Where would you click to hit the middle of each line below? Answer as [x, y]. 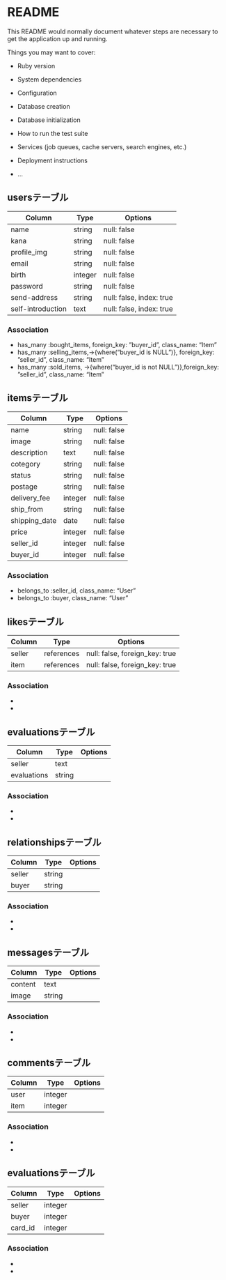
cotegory [25, 464]
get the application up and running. [57, 38]
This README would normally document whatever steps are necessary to [113, 31]
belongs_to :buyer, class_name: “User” [73, 598]
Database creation [44, 106]
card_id [23, 1228]
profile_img [29, 252]
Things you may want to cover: [51, 52]
